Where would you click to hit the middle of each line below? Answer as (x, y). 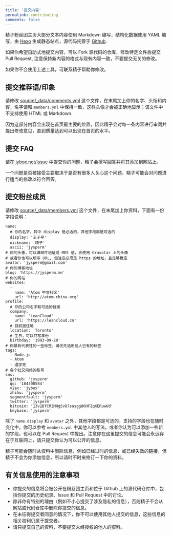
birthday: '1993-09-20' (35, 340)
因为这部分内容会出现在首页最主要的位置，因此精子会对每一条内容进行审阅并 (86, 124)
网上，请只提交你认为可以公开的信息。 (63, 440)
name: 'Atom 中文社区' (37, 292)
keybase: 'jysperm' (31, 410)
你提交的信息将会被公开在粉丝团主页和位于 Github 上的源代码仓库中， (86, 488)
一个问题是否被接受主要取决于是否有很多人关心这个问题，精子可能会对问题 (84, 173)
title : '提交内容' (24, 10)
